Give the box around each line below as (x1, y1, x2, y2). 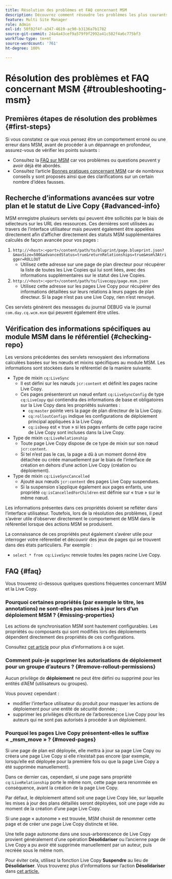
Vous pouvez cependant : (5, 690, 59, 696)
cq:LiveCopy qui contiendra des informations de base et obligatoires (20, 397, 164, 403)
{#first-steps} (5, 123, 51, 131)
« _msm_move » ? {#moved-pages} (5, 736, 96, 743)
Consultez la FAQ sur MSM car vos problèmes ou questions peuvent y (12, 157, 160, 163)
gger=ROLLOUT (12, 257, 41, 262)
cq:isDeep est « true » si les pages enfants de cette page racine (28, 424, 162, 430)
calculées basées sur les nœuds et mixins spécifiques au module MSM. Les (5, 360, 165, 366)
